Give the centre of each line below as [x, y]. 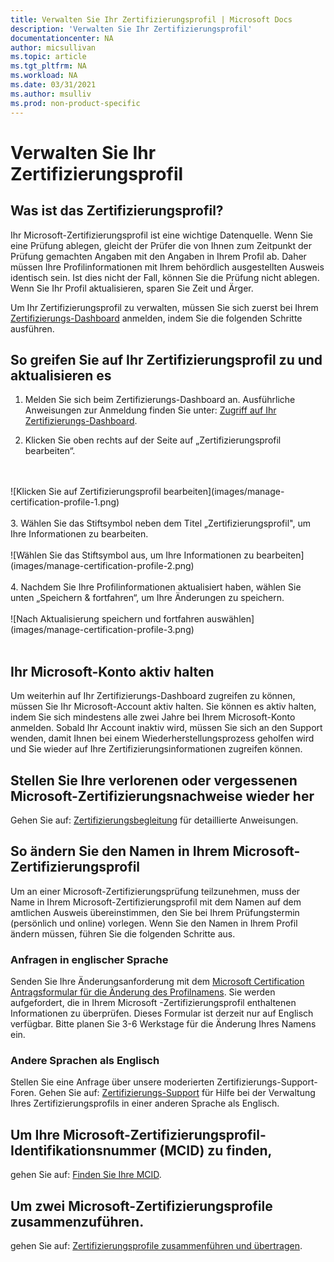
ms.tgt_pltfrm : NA [48, 66]
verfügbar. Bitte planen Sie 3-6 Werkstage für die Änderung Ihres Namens [163, 1024]
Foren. [23, 1093]
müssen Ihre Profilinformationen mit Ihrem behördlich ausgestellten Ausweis [167, 267]
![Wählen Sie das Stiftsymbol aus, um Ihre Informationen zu [132, 555]
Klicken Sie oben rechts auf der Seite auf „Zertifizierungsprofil [153, 440]
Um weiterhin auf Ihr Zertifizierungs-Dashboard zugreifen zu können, [153, 696]
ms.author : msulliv [51, 94]
